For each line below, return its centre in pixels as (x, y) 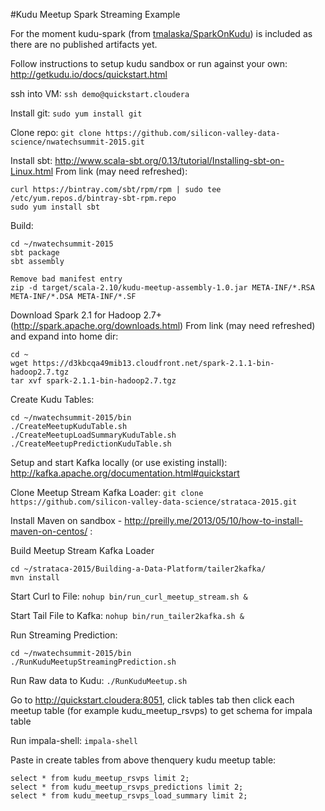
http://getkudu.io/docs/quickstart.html (89, 74)
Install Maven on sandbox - (66, 520)
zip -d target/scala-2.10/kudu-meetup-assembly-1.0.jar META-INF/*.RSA (162, 288)
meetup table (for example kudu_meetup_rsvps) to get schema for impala (161, 710)
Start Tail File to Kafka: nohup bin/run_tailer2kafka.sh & (127, 615)
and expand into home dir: (64, 336)
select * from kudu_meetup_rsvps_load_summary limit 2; (129, 796)
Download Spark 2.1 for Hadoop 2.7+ (86, 315)
